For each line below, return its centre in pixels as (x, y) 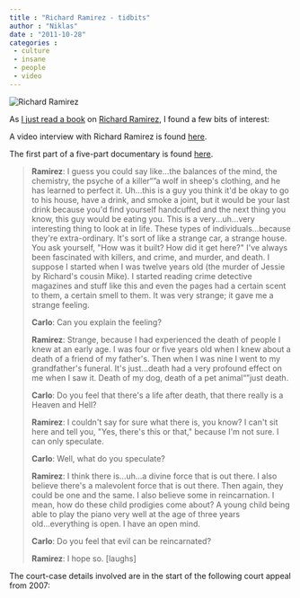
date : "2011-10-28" (48, 34)
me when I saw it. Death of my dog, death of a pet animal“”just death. (160, 377)
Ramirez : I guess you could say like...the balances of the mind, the (154, 171)
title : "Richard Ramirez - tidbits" (80, 18)
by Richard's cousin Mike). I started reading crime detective (142, 276)
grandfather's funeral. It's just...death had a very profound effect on (157, 368)
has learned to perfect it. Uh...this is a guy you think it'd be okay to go (160, 190)
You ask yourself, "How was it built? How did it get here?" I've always (159, 247)
